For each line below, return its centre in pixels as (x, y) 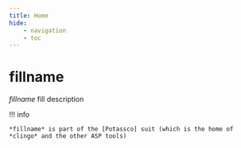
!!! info (19, 115)
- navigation (45, 30)
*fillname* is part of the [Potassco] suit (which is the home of (121, 129)
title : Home (29, 16)
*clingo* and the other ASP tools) (68, 136)
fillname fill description (47, 99)
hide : (18, 23)
